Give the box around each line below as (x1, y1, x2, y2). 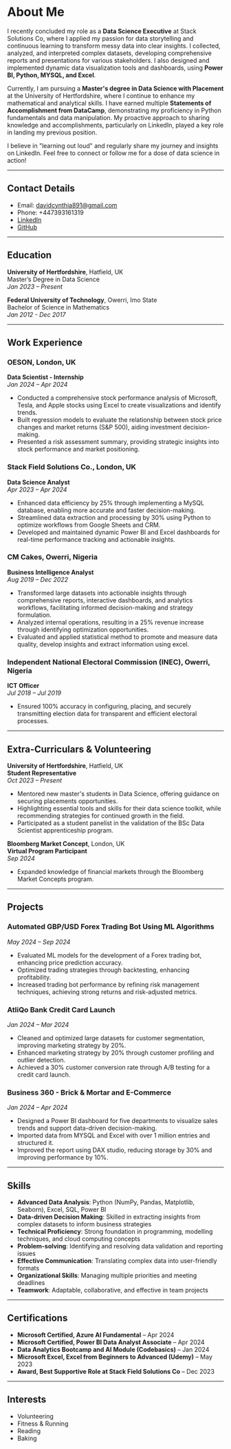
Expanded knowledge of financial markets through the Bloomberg (16, 867, 204, 875)
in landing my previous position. (7, 128, 98, 136)
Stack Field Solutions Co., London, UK (7, 463, 136, 472)
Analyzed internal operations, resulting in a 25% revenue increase (16, 618, 204, 626)
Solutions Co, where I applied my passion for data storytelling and (7, 34, 194, 42)
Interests (7, 1394, 47, 1406)
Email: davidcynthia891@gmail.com (16, 201, 118, 209)
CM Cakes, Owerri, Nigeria (7, 552, 98, 562)
